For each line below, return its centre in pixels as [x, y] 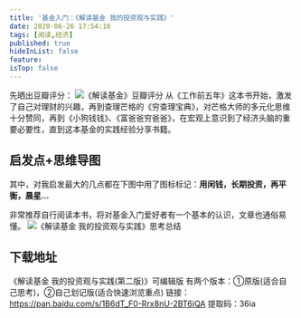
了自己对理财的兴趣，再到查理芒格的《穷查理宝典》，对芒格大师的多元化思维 [150, 106]
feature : [26, 60]
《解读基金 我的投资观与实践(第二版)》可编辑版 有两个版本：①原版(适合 [144, 281]
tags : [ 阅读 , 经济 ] [42, 34]
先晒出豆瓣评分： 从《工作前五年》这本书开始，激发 [150, 95]
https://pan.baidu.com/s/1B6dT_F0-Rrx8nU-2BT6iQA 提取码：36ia [132, 304]
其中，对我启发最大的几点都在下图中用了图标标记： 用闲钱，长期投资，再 [144, 184]
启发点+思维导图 [55, 161]
